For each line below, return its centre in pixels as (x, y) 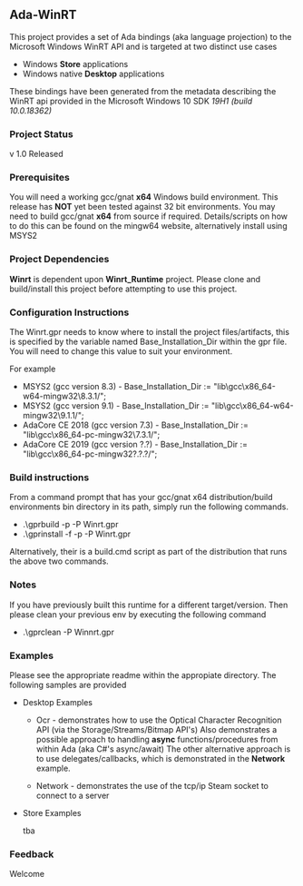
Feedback (32, 854)
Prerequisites (39, 178)
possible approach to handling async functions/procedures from (157, 739)
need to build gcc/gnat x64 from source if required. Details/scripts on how (149, 216)
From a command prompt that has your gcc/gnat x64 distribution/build (142, 497)
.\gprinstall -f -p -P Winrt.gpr (77, 534)
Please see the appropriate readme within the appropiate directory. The (143, 674)
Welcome (27, 874)
